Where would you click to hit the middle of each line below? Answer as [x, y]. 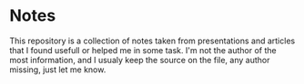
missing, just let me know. [58, 70]
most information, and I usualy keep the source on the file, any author [140, 60]
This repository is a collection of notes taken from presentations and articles [152, 41]
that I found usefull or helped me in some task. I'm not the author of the [143, 50]
